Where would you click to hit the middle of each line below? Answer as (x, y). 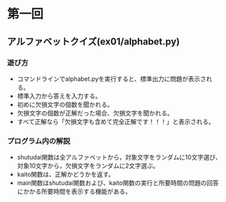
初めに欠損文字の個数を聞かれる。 (65, 104)
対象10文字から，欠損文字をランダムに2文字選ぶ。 (88, 166)
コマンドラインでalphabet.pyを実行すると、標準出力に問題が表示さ (112, 79)
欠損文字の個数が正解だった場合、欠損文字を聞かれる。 (95, 113)
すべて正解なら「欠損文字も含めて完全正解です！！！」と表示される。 (116, 121)
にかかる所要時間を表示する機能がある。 (74, 192)
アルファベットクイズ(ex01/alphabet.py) (93, 41)
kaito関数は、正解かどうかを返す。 (66, 175)
